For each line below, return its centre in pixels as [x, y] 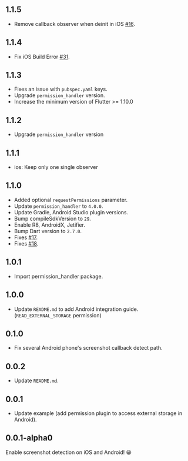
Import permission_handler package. [58, 276]
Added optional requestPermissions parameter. [71, 200]
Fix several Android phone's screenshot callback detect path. [88, 348]
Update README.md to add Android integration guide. [76, 309]
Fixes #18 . [26, 243]
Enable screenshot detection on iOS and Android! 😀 [68, 452]
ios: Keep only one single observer [56, 167]
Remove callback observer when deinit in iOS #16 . [75, 24]
